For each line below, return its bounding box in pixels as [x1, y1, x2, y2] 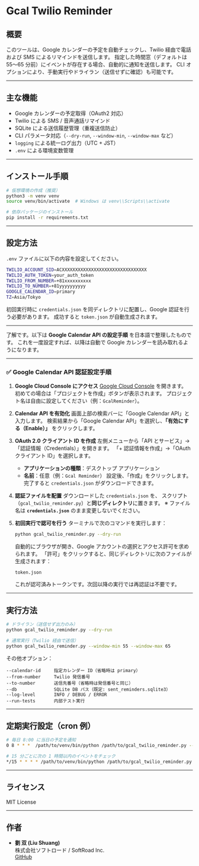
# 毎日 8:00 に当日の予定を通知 [6, 737, 76, 743]
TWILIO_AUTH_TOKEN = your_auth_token [6, 272, 94, 278]
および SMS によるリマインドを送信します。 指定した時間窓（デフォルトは [6, 53, 188, 60]
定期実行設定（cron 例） [6, 721, 96, 731]
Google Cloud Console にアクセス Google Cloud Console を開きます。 [14, 382, 187, 389]
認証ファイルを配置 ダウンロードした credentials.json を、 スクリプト [14, 492, 188, 499]
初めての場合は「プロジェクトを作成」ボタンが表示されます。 [14, 390, 165, 397]
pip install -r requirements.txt [6, 215, 89, 221]
